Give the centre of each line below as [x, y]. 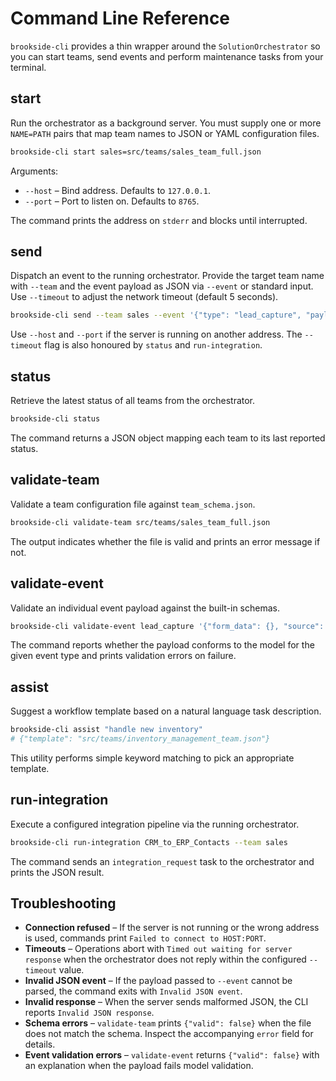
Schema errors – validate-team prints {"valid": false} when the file [168, 1023]
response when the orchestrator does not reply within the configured [165, 959]
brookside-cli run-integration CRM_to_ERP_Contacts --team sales [149, 842]
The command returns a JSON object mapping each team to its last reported [168, 438]
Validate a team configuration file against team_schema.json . [133, 504]
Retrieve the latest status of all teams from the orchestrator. [133, 401]
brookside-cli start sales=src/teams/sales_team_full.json [136, 152]
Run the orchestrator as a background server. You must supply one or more [166, 123]
